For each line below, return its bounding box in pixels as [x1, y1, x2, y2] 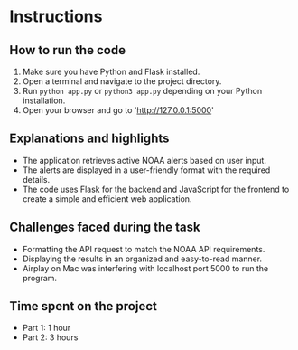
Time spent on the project [9, 298, 158, 314]
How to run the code [9, 43, 126, 58]
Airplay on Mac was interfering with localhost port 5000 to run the [22, 262, 269, 273]
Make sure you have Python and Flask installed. [22, 66, 200, 77]
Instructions [9, 6, 103, 27]
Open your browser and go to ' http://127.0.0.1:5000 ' [22, 105, 214, 115]
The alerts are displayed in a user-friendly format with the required [22, 165, 271, 175]
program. [22, 272, 57, 283]
